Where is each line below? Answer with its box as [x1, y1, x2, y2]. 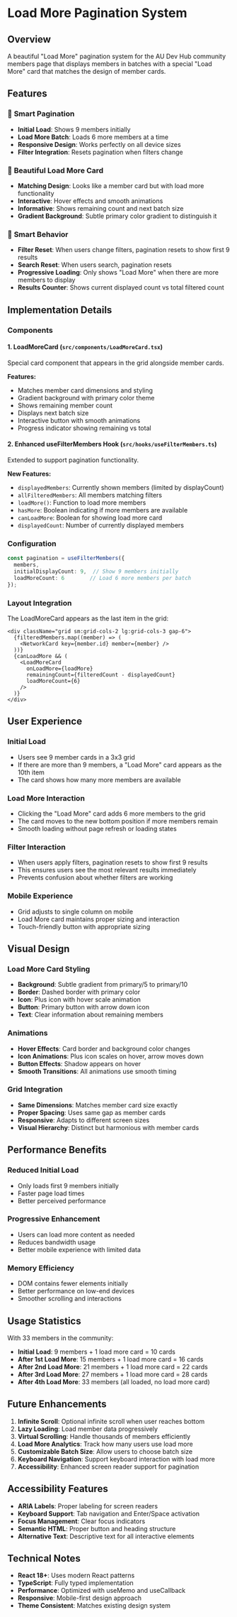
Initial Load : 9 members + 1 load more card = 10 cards [17, 1347, 175, 1356]
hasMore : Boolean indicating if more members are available [17, 506, 188, 514]
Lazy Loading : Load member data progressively [17, 1425, 158, 1433]
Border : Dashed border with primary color [17, 988, 140, 997]
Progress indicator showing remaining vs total [17, 424, 151, 432]
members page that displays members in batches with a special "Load [7, 60, 212, 68]
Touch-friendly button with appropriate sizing [17, 922, 151, 931]
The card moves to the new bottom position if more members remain [17, 816, 218, 825]
